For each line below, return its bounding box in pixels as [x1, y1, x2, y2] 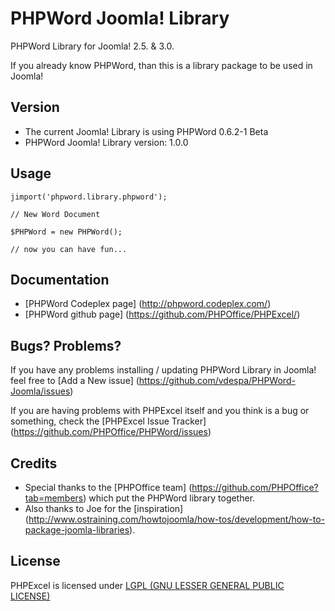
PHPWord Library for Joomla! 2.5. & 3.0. [10, 40, 175, 52]
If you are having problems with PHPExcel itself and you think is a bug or [10, 405, 310, 417]
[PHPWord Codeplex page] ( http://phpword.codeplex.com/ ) [24, 298, 272, 310]
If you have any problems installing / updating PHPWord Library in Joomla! [10, 364, 317, 376]
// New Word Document [10, 209, 101, 219]
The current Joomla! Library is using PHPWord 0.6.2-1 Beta [24, 125, 269, 137]
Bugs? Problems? [10, 337, 122, 354]
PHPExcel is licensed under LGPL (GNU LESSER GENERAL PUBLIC [10, 579, 285, 591]
